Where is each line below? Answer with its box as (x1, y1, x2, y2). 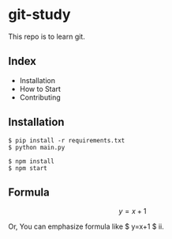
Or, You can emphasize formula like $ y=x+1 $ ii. (8, 222, 164, 231)
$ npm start (8, 164, 47, 172)
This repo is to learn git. (8, 32, 85, 41)
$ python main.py (8, 143, 65, 151)
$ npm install (8, 157, 55, 165)
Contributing (19, 93, 61, 102)
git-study (8, 6, 71, 24)
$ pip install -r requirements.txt (8, 136, 125, 144)
